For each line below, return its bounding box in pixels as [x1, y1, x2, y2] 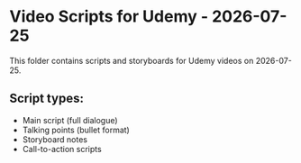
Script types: [9, 91, 84, 106]
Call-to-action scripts [22, 143, 102, 154]
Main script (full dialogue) [22, 114, 119, 125]
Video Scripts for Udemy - [9, 6, 209, 27]
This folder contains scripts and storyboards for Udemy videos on [9, 55, 254, 66]
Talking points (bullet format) [22, 124, 131, 135]
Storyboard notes [22, 133, 88, 145]
